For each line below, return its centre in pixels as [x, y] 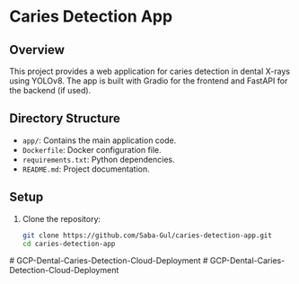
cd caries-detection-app [69, 244]
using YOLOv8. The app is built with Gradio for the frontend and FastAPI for [149, 81]
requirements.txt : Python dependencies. [98, 159]
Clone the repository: [62, 218]
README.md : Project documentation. [86, 169]
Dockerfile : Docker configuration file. [92, 149]
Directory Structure [65, 119]
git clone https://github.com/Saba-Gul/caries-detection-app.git [147, 235]
